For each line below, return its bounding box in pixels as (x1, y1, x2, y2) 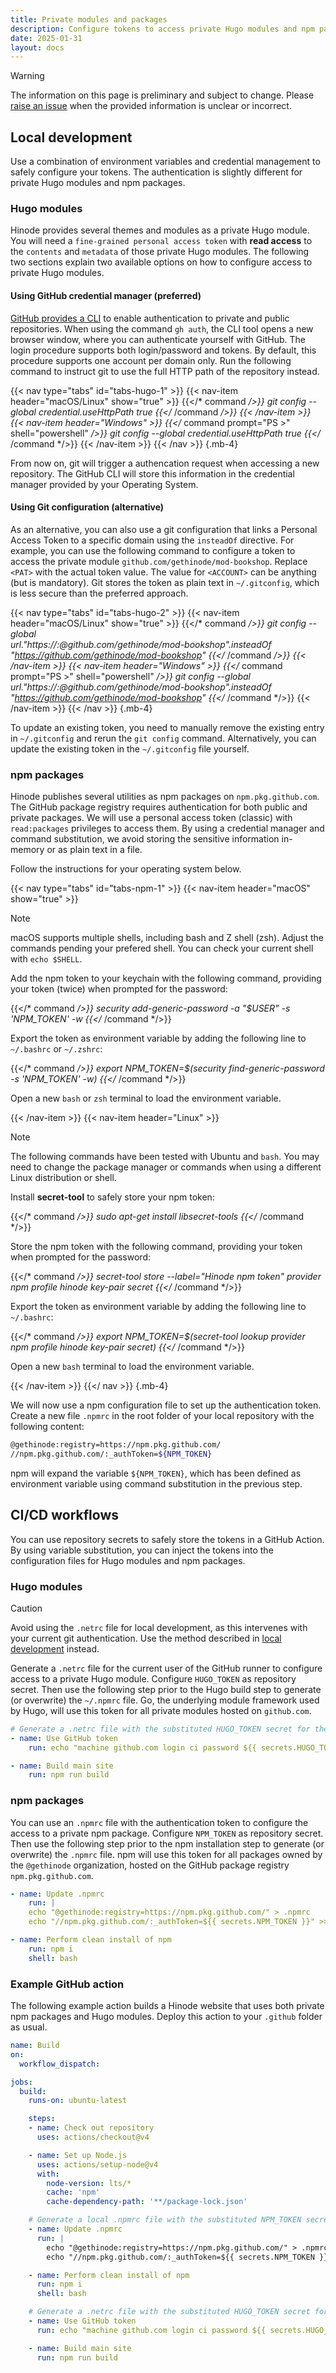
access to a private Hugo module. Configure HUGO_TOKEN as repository (10, 1672, 297, 1685)
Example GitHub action (10, 1977, 125, 1991)
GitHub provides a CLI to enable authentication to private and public (10, 312, 290, 324)
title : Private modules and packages (10, 14, 168, 25)
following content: (10, 1421, 85, 1433)
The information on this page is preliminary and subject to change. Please (10, 89, 315, 101)
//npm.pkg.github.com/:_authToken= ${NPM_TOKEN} (10, 1449, 213, 1459)
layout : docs (10, 42, 65, 53)
